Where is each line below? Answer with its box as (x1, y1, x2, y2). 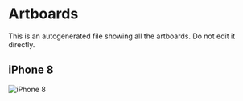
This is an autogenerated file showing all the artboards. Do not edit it (8, 31, 236, 41)
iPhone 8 (8, 63, 54, 77)
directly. (8, 39, 35, 49)
